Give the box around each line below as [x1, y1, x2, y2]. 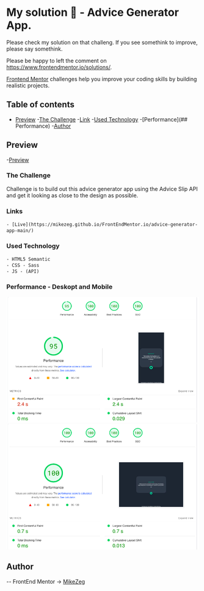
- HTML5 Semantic [6, 256, 51, 263]
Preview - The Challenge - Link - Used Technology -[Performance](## [15, 115, 188, 123]
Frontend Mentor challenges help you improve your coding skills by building [6, 75, 197, 82]
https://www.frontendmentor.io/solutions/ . [6, 63, 112, 71]
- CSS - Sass [6, 263, 40, 269]
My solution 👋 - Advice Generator [6, 5, 179, 20]
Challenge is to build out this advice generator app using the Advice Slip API [6, 185, 198, 192]
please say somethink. [6, 45, 63, 53]
